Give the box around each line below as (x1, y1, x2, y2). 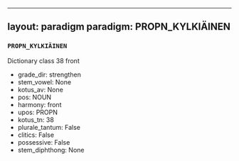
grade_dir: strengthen (17, 70, 82, 79)
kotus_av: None (17, 85, 64, 94)
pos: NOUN (17, 93, 52, 101)
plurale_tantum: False (17, 123, 80, 131)
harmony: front (17, 100, 62, 109)
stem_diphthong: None (17, 145, 85, 154)
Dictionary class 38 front (7, 56, 80, 65)
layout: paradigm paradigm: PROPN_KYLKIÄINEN (7, 21, 231, 33)
